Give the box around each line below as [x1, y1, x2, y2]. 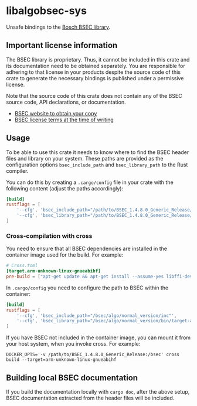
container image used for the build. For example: [6, 251, 124, 258]
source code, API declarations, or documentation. [6, 98, 126, 105]
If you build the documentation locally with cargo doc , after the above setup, [6, 388, 190, 395]
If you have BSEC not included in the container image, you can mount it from [6, 334, 191, 341]
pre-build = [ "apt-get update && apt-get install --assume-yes [6, 274, 164, 279]
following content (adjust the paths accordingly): [6, 185, 124, 192]
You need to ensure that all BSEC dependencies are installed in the [6, 245, 167, 253]
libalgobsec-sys [6, 4, 87, 18]
